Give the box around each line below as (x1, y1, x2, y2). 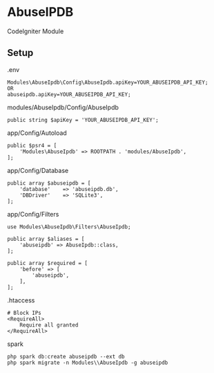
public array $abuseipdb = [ (7, 179, 91, 187)
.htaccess (7, 295, 35, 304)
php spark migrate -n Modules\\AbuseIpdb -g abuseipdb (7, 359, 168, 366)
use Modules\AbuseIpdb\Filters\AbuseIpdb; (7, 223, 131, 230)
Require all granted (19, 321, 79, 329)
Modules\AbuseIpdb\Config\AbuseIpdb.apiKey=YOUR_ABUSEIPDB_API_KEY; (7, 79, 208, 86)
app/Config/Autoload (7, 129, 67, 137)
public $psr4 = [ (7, 142, 57, 149)
